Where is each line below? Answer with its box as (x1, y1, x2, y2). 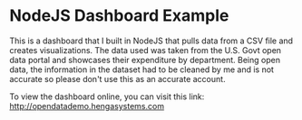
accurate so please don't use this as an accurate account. (9, 73, 226, 84)
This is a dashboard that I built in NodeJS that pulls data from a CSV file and (9, 35, 293, 46)
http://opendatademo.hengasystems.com (9, 100, 165, 111)
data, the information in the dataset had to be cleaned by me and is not (9, 64, 275, 75)
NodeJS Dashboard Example (9, 5, 229, 26)
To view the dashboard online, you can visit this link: (9, 91, 205, 102)
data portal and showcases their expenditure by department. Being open (9, 54, 281, 65)
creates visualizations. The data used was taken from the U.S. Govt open (9, 44, 282, 55)
